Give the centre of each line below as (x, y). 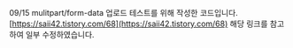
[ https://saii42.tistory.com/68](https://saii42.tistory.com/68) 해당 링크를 (139, 24)
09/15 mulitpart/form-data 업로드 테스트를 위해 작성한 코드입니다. (124, 13)
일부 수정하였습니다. (60, 34)
